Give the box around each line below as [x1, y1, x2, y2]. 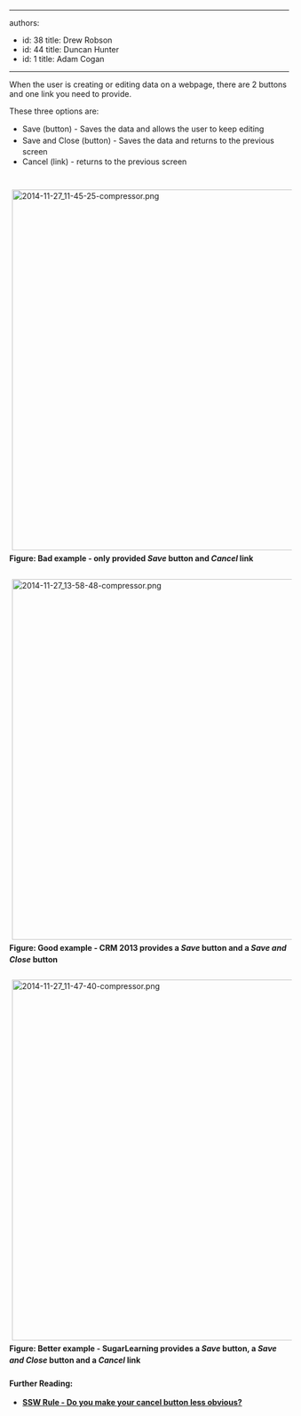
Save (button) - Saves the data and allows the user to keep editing [21, 123, 265, 134]
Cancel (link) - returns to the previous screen [21, 156, 187, 167]
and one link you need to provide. [9, 89, 131, 99]
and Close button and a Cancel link [9, 1355, 141, 1365]
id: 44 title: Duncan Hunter [21, 44, 120, 54]
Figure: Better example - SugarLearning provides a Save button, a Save [9, 1343, 277, 1354]
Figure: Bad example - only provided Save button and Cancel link [9, 553, 254, 564]
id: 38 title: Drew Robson [21, 35, 113, 45]
